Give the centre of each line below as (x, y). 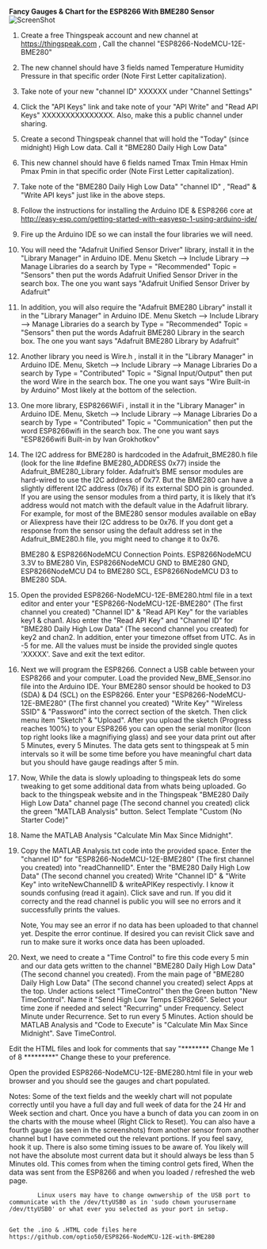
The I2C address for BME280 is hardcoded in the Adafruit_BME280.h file (139, 455)
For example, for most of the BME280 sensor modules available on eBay (138, 514)
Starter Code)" (44, 820)
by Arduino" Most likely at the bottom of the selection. (109, 390)
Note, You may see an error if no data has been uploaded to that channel (139, 925)
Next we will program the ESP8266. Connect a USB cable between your (137, 669)
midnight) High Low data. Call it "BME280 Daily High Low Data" (124, 147)
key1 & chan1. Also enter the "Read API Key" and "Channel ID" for (127, 620)
